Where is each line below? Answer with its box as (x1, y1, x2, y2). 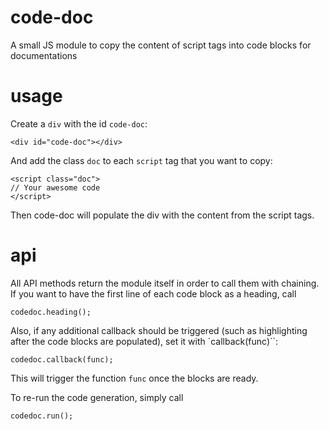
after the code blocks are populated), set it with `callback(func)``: (10, 335, 279, 347)
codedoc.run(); (10, 411, 74, 421)
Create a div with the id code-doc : (10, 117, 148, 130)
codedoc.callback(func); (10, 354, 114, 365)
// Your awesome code (10, 182, 101, 193)
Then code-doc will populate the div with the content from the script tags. (10, 209, 315, 221)
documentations (10, 49, 78, 61)
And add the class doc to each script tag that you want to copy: (10, 154, 273, 166)
